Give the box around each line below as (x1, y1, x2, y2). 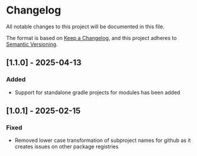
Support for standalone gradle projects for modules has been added (14, 89, 180, 96)
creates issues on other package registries (14, 143, 119, 150)
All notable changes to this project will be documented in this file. (6, 23, 165, 30)
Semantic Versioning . (6, 41, 58, 48)
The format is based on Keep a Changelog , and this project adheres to (6, 34, 177, 41)
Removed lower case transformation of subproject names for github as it (14, 137, 191, 144)
